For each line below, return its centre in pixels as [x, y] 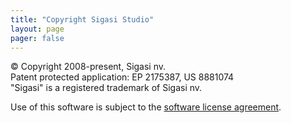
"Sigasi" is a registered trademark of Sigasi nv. [106, 88]
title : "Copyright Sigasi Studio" [82, 19]
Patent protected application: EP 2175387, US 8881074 [122, 77]
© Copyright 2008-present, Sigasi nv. [88, 67]
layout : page [37, 29]
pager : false [37, 38]
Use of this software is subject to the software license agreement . [146, 107]
